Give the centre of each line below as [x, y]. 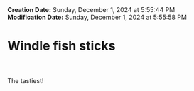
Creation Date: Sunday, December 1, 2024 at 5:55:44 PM [91, 10]
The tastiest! [26, 80]
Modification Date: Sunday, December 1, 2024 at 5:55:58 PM [97, 17]
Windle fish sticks [61, 46]
